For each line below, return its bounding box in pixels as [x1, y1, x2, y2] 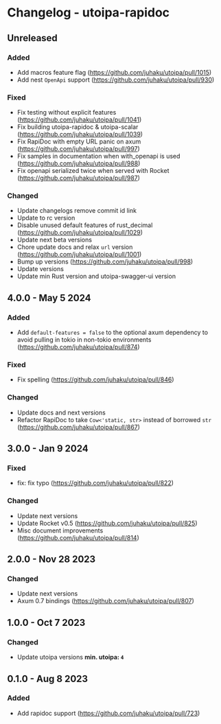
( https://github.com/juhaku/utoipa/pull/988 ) [16, 159, 141, 167]
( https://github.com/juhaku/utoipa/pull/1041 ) [16, 115, 142, 124]
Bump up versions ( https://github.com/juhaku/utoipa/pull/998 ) [16, 257, 194, 266]
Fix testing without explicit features [16, 108, 117, 117]
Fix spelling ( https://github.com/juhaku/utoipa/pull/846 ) [16, 375, 174, 384]
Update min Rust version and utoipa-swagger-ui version [16, 272, 176, 281]
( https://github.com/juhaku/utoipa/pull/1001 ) [16, 250, 142, 259]
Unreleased [7, 32, 58, 44]
